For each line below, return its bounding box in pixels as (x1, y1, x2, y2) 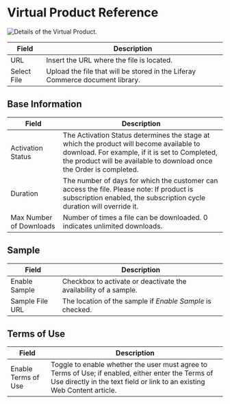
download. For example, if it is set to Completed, (62, 147, 218, 157)
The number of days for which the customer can (62, 176, 218, 185)
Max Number (10, 213, 53, 222)
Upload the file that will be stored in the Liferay (46, 67, 196, 76)
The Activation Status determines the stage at (62, 130, 210, 140)
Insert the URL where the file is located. (46, 55, 173, 64)
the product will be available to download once (62, 156, 213, 165)
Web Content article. (51, 385, 117, 395)
